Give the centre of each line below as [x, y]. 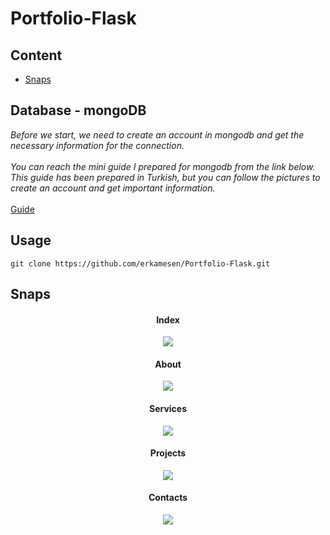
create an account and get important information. [113, 188]
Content [36, 55]
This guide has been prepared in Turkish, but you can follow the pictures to [165, 177]
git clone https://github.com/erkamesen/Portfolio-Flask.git [140, 263]
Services [168, 409]
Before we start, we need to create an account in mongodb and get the [157, 134]
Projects [168, 453]
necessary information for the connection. [97, 145]
